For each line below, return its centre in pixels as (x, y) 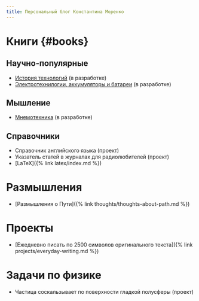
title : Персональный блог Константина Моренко (65, 12)
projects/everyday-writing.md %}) (57, 251)
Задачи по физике (54, 275)
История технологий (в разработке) (61, 78)
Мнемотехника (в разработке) (53, 117)
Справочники (33, 136)
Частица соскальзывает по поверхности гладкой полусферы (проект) (104, 292)
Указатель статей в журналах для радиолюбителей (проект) (92, 157)
